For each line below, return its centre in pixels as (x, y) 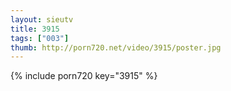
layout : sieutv (42, 19)
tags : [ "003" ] (40, 38)
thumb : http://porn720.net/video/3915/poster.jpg (116, 47)
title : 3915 (35, 29)
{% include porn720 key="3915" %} (84, 76)
